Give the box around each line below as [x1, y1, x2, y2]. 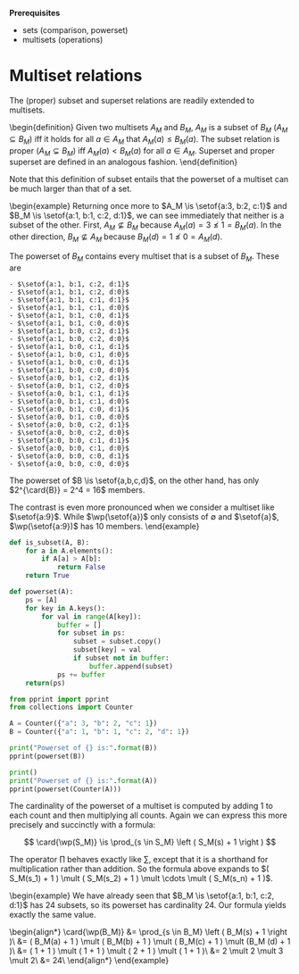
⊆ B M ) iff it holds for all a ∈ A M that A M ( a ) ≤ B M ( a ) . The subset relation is [9, 133, 280, 146]
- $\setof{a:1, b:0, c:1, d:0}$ [9, 350, 129, 359]
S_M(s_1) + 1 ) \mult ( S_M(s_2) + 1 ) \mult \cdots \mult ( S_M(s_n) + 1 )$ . [9, 873, 274, 884]
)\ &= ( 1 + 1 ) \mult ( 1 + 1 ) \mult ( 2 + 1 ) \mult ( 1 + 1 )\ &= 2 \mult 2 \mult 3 [9, 945, 284, 956]
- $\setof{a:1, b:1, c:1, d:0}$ [9, 303, 129, 312]
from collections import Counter [9, 703, 134, 712]
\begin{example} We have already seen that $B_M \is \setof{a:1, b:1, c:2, [9, 890, 275, 901]
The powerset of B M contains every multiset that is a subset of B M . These [9, 250, 279, 263]
